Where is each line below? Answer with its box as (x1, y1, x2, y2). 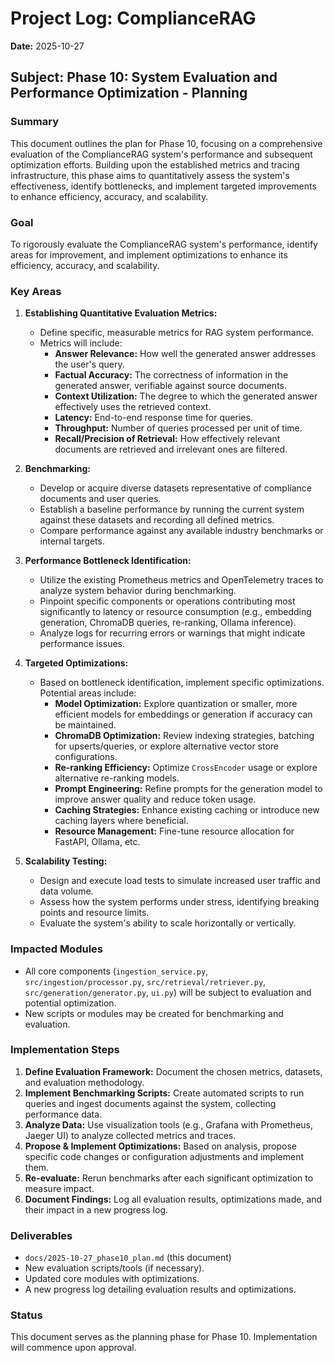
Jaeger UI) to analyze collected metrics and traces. (24, 1129, 237, 1141)
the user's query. (54, 358, 125, 371)
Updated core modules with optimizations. (24, 1273, 200, 1285)
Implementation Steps (10, 1043, 120, 1057)
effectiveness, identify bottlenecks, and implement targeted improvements (10, 180, 317, 192)
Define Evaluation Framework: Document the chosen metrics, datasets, (24, 1065, 323, 1077)
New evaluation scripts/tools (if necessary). (24, 1262, 205, 1274)
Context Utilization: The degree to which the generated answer (54, 390, 318, 402)
